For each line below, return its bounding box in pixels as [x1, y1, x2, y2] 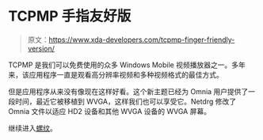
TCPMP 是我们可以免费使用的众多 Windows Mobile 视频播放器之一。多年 [8, 60, 246, 70]
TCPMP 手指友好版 [8, 7, 131, 25]
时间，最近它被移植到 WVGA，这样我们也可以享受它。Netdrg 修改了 [14, 96, 236, 106]
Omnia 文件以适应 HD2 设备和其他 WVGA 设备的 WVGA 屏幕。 [8, 106, 212, 115]
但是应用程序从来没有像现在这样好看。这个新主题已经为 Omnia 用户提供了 [8, 86, 249, 96]
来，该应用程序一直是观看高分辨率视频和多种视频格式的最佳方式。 [8, 70, 223, 79]
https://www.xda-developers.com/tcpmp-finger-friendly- [48, 35, 235, 44]
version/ [27, 44, 55, 53]
